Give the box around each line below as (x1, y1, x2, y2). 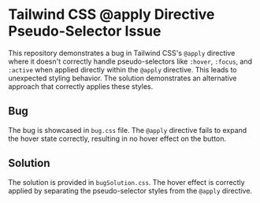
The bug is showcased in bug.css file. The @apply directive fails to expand (8, 125, 247, 135)
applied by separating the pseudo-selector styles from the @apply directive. (8, 186, 253, 195)
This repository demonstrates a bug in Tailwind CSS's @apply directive (8, 48, 236, 57)
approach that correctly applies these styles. (8, 81, 154, 91)
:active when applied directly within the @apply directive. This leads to (8, 65, 237, 74)
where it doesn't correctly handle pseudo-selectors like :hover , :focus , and (8, 57, 253, 66)
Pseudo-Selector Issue (8, 22, 162, 40)
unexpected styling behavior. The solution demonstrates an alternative (8, 73, 237, 83)
